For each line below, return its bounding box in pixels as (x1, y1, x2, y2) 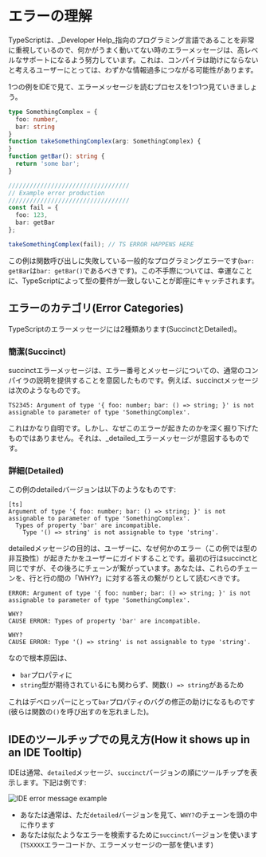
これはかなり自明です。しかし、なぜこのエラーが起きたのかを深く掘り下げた (8, 423, 259, 433)
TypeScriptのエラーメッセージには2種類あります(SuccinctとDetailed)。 (8, 324, 241, 333)
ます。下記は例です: (22, 778, 87, 788)
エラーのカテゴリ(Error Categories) (8, 301, 185, 315)
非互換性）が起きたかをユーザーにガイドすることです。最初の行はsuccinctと (8, 553, 259, 563)
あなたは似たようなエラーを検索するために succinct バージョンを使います (19, 830, 258, 839)
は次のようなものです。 (8, 385, 85, 395)
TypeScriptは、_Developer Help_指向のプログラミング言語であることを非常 (8, 35, 255, 45)
